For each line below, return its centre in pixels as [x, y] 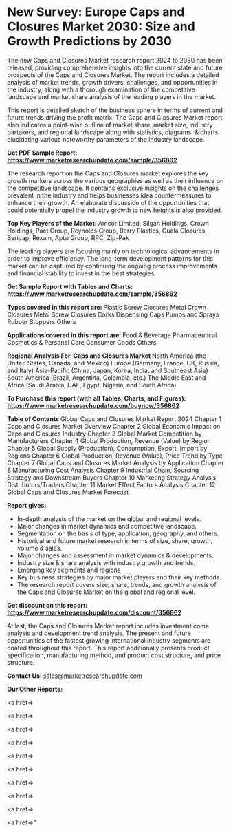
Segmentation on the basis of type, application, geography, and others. [118, 533]
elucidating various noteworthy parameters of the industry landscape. [106, 139]
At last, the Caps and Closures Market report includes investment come [108, 626]
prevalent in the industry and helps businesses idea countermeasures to [109, 195]
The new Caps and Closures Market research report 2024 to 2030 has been [115, 60]
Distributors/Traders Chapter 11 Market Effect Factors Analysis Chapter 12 [111, 484]
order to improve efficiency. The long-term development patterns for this [110, 258]
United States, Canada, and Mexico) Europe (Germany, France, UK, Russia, [113, 363]
